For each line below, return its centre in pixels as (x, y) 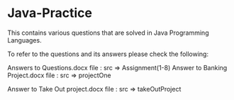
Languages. (24, 40)
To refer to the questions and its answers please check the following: (108, 54)
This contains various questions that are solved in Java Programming (108, 33)
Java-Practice (50, 13)
